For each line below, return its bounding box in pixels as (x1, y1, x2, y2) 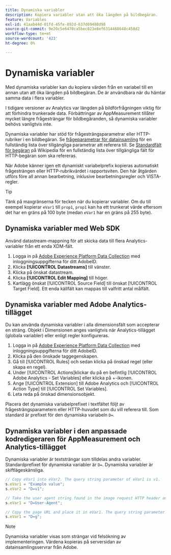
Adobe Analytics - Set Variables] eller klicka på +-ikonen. (12, 375, 133, 381)
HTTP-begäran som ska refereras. (5, 153, 77, 159)
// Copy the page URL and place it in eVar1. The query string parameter (5, 510, 165, 515)
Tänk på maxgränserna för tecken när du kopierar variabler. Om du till (5, 198, 151, 205)
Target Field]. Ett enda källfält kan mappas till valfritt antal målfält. (12, 285, 150, 291)
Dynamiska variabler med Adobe (5, 300, 111, 309)
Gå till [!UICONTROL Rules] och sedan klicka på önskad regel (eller (12, 359, 153, 365)
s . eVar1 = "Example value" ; (5, 482, 65, 487)
